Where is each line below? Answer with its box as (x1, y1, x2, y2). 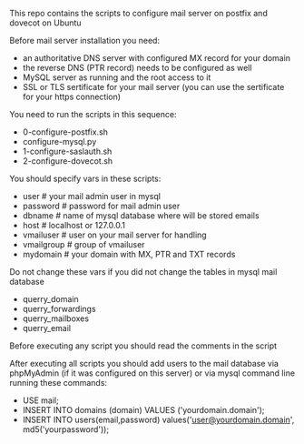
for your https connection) (22, 91, 121, 102)
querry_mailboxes (22, 313, 89, 324)
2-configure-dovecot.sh (22, 156, 113, 166)
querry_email (22, 323, 72, 333)
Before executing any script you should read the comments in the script (9, 340, 278, 351)
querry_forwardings (22, 304, 97, 314)
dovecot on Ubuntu (9, 17, 82, 28)
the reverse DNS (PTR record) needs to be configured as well (22, 63, 252, 73)
